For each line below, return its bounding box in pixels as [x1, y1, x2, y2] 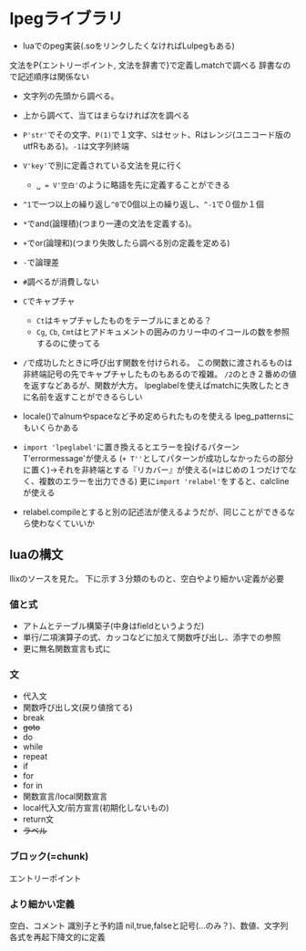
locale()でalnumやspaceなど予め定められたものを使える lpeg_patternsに [22, 410, 294, 421]
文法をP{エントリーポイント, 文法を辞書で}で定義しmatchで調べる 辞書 [9, 59, 275, 70]
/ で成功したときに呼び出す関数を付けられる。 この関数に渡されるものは [22, 357, 293, 367]
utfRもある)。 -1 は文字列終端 [22, 140, 129, 151]
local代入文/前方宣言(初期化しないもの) [22, 802, 170, 813]
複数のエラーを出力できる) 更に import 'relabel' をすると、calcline [38, 475, 290, 486]
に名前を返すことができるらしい [22, 391, 143, 402]
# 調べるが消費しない [22, 275, 99, 287]
